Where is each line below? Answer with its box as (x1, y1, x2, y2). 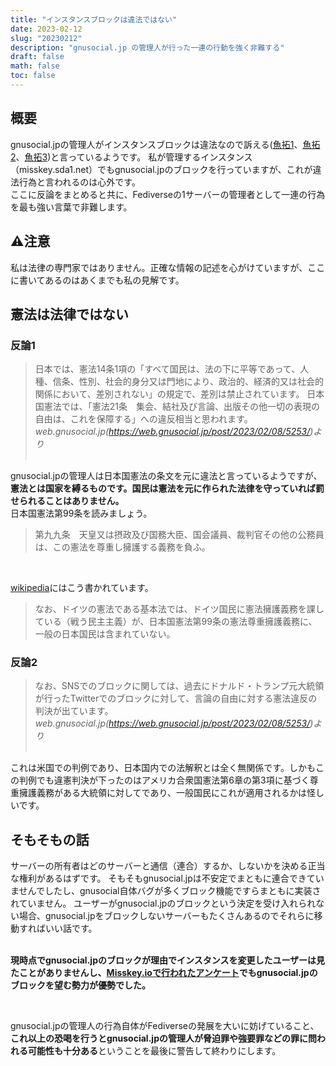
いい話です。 (44, 922, 98, 935)
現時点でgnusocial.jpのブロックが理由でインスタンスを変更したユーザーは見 (10, 954, 326, 966)
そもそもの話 (10, 831, 90, 848)
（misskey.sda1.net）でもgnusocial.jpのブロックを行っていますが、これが (10, 163, 313, 175)
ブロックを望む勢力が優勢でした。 (10, 979, 151, 991)
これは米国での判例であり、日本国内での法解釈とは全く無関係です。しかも (10, 762, 316, 774)
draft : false (10, 52, 65, 62)
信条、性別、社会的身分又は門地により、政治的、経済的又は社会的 (52, 376, 324, 388)
